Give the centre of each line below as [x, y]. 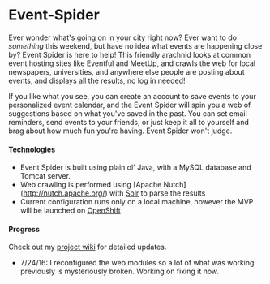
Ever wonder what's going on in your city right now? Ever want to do [123, 37]
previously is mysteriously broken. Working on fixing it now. [120, 271]
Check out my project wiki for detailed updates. [88, 247]
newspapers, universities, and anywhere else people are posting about [126, 71]
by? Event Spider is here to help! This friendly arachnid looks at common [130, 54]
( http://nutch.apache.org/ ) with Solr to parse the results [113, 193]
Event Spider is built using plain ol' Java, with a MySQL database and [135, 167]
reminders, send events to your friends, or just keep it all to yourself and [129, 122]
